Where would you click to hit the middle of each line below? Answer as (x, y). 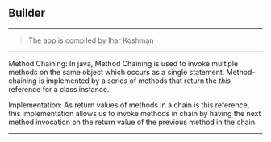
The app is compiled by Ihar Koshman (91, 40)
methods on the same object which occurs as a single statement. (117, 72)
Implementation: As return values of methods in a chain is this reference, (129, 105)
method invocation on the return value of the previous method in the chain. (133, 122)
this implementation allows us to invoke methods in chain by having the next (135, 113)
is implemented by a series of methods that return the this (135, 81)
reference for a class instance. (59, 89)
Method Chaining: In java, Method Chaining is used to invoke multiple (123, 63)
